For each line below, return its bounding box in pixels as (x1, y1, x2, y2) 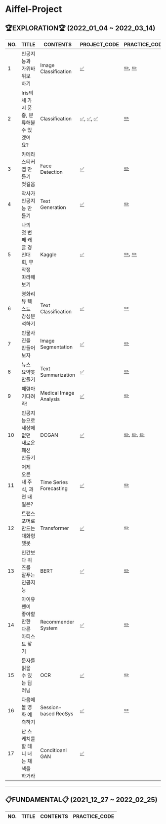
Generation (40, 204, 66, 210)
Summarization (40, 371, 76, 378)
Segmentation (40, 343, 73, 350)
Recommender (40, 618, 75, 625)
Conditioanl (40, 747, 67, 754)
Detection (40, 169, 63, 175)
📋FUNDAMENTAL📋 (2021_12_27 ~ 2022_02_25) (5, 796, 158, 804)
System (40, 624, 58, 631)
